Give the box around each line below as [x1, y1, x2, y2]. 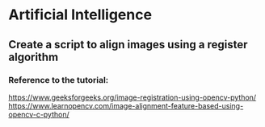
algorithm [8, 50, 59, 63]
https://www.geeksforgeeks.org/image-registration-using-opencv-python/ [8, 92, 257, 102]
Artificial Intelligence [8, 6, 152, 24]
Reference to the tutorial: [8, 74, 109, 85]
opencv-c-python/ [8, 109, 70, 119]
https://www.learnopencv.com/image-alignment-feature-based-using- [8, 100, 244, 110]
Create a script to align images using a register [8, 38, 248, 51]
